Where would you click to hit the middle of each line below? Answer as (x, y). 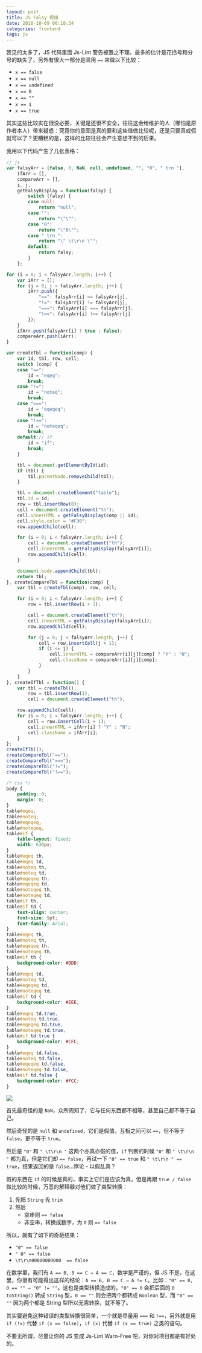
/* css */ (19, 783)
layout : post (23, 12)
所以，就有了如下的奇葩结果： (43, 1235)
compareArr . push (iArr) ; (47, 336)
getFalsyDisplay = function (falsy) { (65, 191)
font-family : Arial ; (43, 924)
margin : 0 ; (31, 800)
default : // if (35, 437)
